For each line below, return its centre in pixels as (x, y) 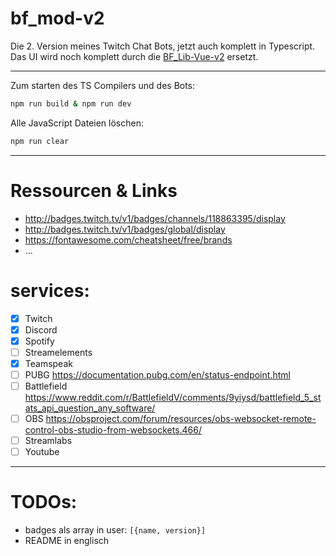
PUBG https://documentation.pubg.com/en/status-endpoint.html (157, 374)
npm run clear (40, 141)
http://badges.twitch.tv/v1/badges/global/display (125, 229)
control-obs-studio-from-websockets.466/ (113, 430)
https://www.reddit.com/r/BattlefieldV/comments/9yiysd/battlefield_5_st (173, 397)
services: (50, 290)
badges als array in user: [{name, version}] (115, 530)
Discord (41, 329)
